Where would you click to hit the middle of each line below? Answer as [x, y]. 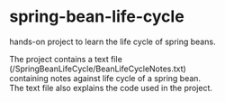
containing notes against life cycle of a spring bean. [105, 78]
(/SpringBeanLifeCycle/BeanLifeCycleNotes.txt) [98, 69]
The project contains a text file [66, 59]
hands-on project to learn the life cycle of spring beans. [112, 42]
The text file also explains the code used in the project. [111, 88]
